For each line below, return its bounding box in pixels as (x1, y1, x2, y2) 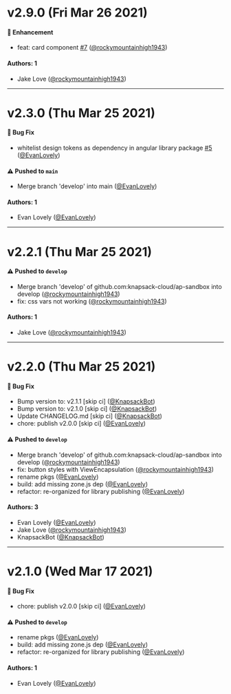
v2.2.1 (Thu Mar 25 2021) (7, 244, 153, 259)
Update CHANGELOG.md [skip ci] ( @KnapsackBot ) (16, 412, 163, 420)
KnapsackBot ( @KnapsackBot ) (16, 533, 104, 541)
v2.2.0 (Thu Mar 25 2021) (7, 359, 156, 375)
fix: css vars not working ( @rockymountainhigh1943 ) (16, 297, 167, 305)
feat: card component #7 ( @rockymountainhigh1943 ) (16, 43, 168, 52)
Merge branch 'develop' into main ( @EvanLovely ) (16, 182, 157, 190)
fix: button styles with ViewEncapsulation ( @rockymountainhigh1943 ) (16, 465, 214, 473)
